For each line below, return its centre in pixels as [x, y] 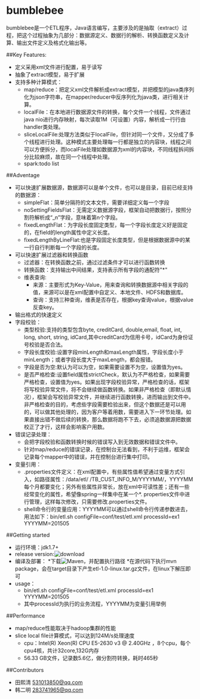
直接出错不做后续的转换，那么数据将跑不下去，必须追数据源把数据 [110, 419]
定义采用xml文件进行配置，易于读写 [59, 67]
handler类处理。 [44, 127]
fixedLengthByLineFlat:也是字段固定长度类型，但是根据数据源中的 [104, 239]
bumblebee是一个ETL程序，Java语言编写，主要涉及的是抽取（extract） [94, 28]
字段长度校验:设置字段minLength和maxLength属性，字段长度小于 [104, 352]
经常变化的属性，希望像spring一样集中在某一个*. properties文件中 [104, 494]
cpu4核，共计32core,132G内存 [61, 651]
